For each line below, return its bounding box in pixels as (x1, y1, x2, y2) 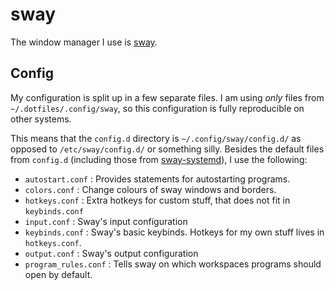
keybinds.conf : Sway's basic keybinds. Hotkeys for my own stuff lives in (24, 226, 325, 238)
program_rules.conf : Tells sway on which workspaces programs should (24, 258, 322, 270)
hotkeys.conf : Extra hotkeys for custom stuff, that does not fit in (24, 194, 291, 206)
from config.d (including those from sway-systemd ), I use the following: (10, 153, 308, 165)
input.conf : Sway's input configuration (24, 215, 188, 227)
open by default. (24, 268, 93, 280)
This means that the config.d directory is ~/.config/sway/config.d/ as (10, 132, 302, 144)
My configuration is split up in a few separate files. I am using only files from (10, 91, 325, 103)
